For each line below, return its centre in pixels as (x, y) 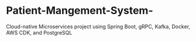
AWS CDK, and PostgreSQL (39, 32)
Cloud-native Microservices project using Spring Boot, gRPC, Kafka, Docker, (98, 26)
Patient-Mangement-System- (80, 11)
